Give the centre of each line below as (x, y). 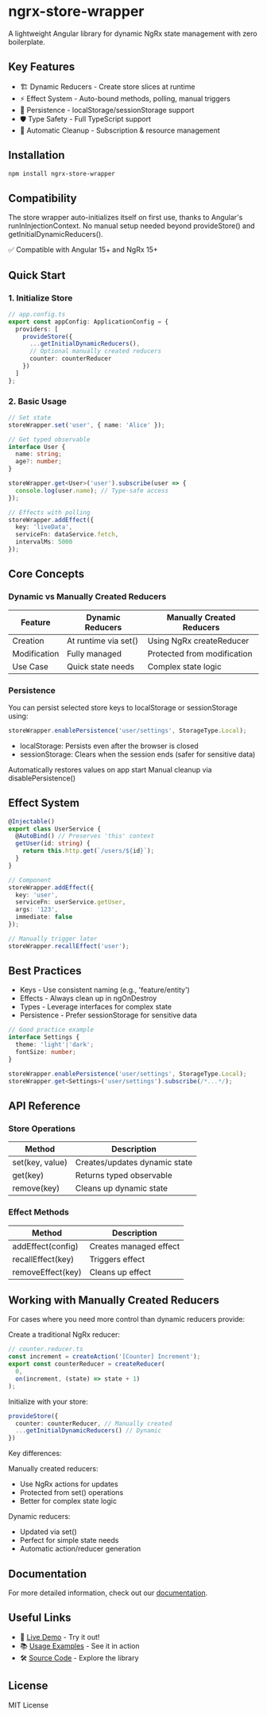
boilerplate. (27, 41)
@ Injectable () (32, 821)
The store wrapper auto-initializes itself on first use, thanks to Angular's (126, 218)
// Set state (30, 417)
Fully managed (94, 653)
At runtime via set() (103, 641)
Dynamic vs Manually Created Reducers (87, 597)
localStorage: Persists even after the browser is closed (109, 746)
